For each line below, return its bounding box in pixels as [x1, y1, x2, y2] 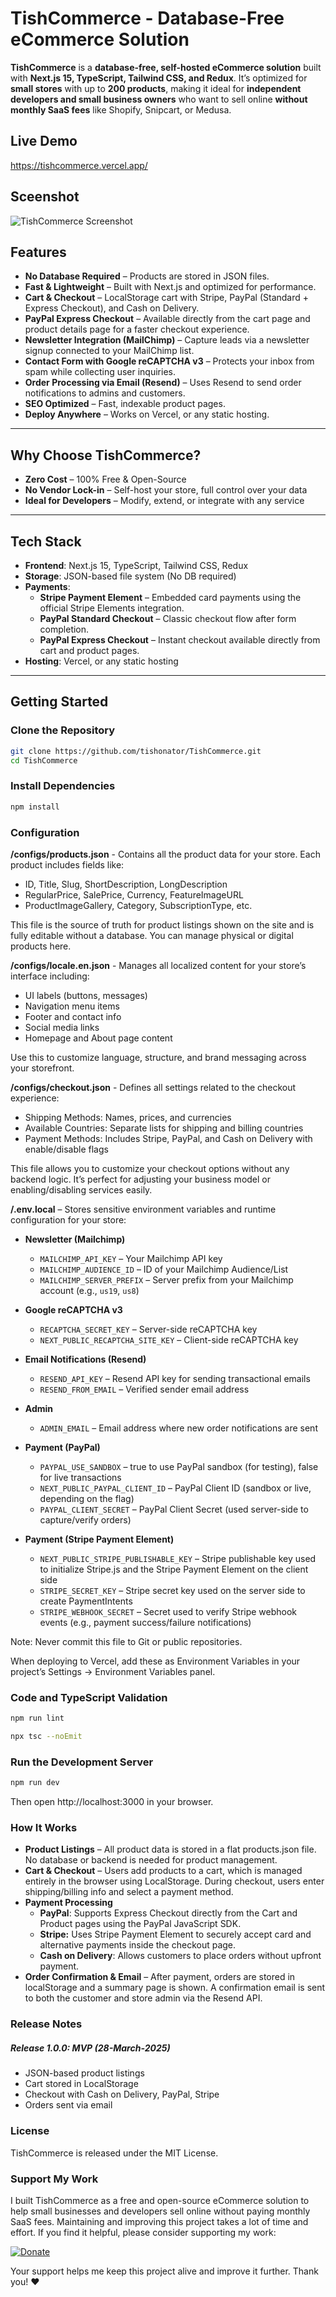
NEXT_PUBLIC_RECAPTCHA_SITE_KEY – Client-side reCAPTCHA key [39, 1333, 299, 1346]
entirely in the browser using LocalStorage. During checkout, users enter [24, 1875, 325, 1887]
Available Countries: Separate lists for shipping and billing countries [24, 1122, 304, 1134]
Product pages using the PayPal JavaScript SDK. [39, 1918, 242, 1930]
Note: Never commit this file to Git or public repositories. [10, 1635, 243, 1647]
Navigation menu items [24, 1000, 120, 1012]
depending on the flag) [39, 1492, 135, 1504]
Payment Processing [24, 1897, 113, 1909]
